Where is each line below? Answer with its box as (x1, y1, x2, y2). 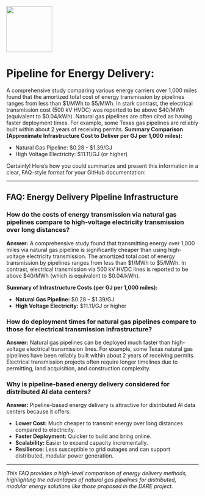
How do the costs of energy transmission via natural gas (6, 210, 177, 219)
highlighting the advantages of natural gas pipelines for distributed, (6, 476, 177, 484)
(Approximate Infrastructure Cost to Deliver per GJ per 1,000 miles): (6, 132, 183, 139)
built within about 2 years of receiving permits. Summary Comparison (6, 125, 183, 133)
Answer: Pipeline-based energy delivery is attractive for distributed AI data (6, 401, 196, 409)
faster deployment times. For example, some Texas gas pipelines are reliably (6, 119, 199, 126)
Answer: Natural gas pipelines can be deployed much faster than (6, 339, 171, 346)
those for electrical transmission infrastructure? (6, 325, 153, 333)
